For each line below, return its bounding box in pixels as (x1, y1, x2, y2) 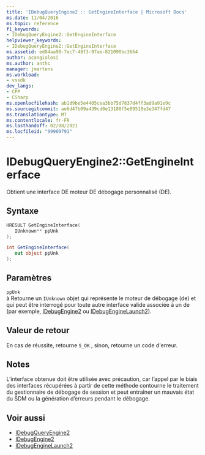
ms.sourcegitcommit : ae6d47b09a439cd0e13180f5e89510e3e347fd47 (6, 105, 171, 112)
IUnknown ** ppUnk (14, 228, 59, 234)
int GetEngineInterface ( (6, 244, 70, 251)
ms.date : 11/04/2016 (6, 15, 59, 21)
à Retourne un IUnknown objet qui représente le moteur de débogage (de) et (6, 295, 196, 302)
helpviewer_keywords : (6, 37, 62, 43)
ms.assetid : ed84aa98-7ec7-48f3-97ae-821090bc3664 (6, 49, 138, 55)
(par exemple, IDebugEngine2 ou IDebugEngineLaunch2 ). (6, 307, 152, 315)
